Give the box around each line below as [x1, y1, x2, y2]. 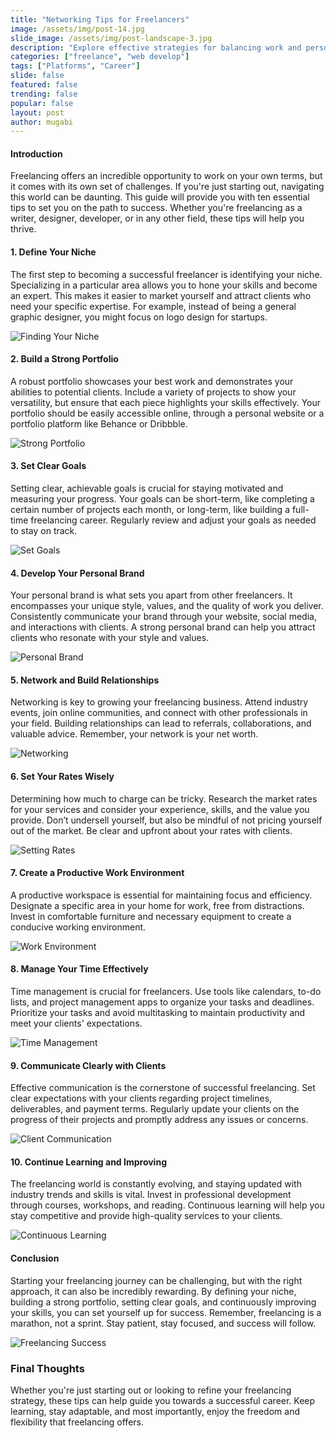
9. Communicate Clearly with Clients [10, 1059, 167, 1071]
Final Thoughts [10, 1361, 85, 1375]
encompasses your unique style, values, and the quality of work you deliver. [10, 600, 324, 612]
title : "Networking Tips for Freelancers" [10, 14, 190, 25]
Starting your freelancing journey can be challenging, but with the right [10, 1274, 303, 1286]
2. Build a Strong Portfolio [10, 353, 119, 365]
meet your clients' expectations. [10, 1017, 143, 1030]
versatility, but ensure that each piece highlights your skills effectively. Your [10, 396, 322, 408]
